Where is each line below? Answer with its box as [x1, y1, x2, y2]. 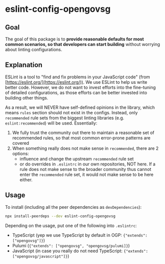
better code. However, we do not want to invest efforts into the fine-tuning [5, 84, 156, 90]
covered [12, 140, 30, 146]
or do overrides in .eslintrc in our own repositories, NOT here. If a [19, 161, 156, 167]
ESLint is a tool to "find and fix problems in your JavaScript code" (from [5, 74, 150, 80]
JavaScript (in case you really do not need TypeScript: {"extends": [12, 248, 148, 254]
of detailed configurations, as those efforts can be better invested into [5, 90, 147, 96]
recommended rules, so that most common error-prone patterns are [12, 134, 151, 141]
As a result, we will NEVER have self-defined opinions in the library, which [5, 104, 155, 110]
